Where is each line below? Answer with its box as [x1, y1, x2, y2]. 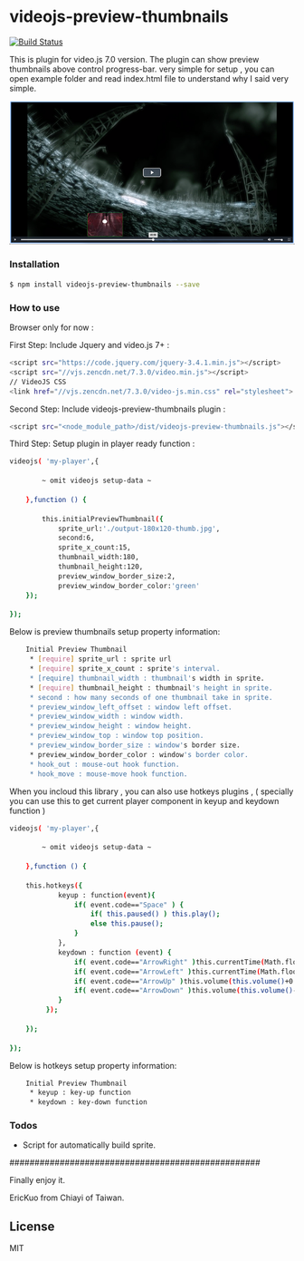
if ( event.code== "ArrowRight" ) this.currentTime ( [73, 957, 265, 966]
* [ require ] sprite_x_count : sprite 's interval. [29, 664, 221, 674]
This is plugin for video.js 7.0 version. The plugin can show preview [9, 53, 260, 64]
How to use [9, 301, 61, 314]
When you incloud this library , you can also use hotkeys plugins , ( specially [9, 786, 294, 797]
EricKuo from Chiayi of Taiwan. [9, 1192, 125, 1203]
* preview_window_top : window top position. [29, 732, 204, 741]
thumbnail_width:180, [57, 553, 140, 562]
